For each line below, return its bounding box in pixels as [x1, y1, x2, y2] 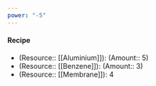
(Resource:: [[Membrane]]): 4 [18, 70, 114, 79]
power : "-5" [7, 11, 46, 20]
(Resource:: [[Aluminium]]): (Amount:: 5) [18, 52, 149, 63]
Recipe [7, 36, 31, 45]
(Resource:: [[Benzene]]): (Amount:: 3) [18, 61, 143, 70]
